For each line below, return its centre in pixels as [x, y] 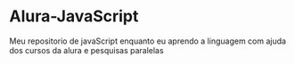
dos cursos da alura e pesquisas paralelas [86, 50]
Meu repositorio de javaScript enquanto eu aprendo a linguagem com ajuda [148, 41]
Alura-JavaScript [74, 16]
